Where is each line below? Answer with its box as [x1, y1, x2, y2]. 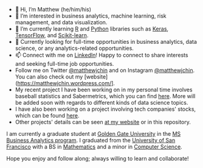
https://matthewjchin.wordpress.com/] [17, 80, 114, 86]
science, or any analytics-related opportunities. [15, 44, 134, 52]
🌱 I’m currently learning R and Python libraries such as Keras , [15, 25, 169, 32]
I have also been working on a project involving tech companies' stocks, [15, 105, 196, 113]
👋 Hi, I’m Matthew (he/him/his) [15, 6, 91, 13]
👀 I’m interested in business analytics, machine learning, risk [15, 12, 167, 19]
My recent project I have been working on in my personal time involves [15, 86, 193, 93]
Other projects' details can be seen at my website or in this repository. [15, 119, 191, 125]
